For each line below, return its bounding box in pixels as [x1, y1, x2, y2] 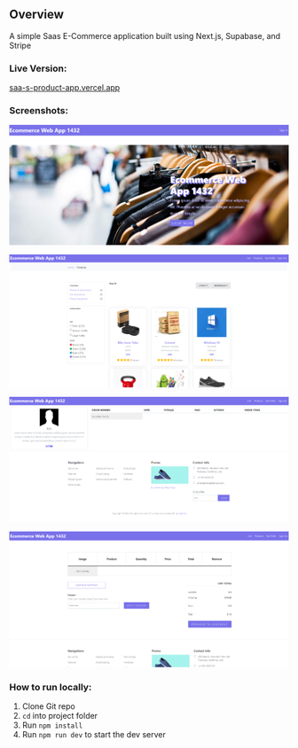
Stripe [9, 40, 32, 51]
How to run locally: [9, 681, 92, 693]
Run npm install [21, 720, 83, 730]
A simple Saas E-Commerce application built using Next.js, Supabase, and [9, 30, 281, 41]
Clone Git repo [21, 700, 75, 712]
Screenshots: [9, 105, 69, 117]
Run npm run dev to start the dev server [21, 729, 166, 739]
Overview [9, 7, 65, 22]
